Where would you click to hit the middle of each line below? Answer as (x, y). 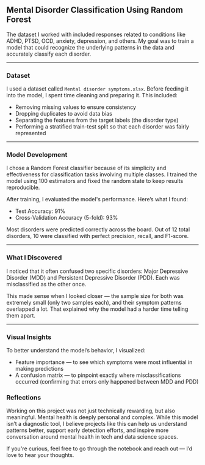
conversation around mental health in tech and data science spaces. (92, 437)
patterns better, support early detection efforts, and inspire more (88, 430)
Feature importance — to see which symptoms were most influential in (104, 362)
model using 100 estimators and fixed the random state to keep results (95, 181)
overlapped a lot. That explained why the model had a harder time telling (97, 309)
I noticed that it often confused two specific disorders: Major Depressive (97, 271)
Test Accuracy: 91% (40, 211)
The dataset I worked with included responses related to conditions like (96, 34)
